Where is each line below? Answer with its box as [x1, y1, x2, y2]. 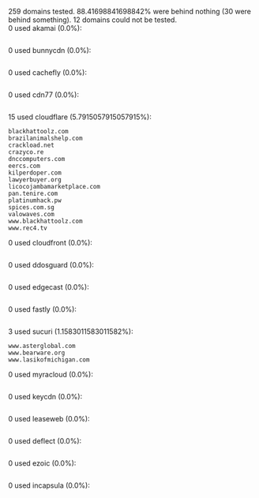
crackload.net [8, 141, 55, 149]
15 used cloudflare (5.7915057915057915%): [8, 112, 152, 122]
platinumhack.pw [8, 197, 62, 204]
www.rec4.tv [8, 224, 47, 232]
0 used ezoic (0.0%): [8, 459, 77, 468]
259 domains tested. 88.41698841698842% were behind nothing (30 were [8, 7, 251, 16]
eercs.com [8, 162, 41, 170]
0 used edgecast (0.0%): [8, 283, 89, 291]
